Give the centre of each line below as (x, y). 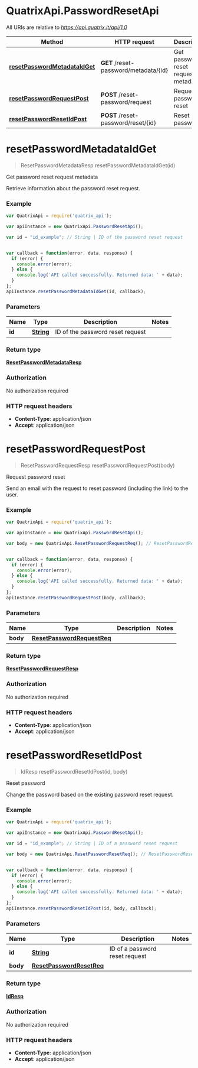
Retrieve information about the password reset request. (73, 188)
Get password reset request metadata (52, 177)
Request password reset (36, 476)
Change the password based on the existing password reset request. (90, 794)
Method (52, 41)
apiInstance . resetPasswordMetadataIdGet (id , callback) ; (76, 291)
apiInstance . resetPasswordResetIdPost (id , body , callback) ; (82, 908)
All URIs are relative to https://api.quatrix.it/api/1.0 (67, 27)
